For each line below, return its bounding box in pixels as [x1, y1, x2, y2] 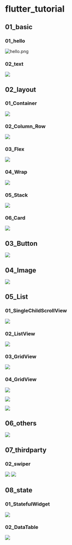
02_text [5, 60, 24, 67]
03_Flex [5, 146, 24, 153]
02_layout [5, 85, 36, 93]
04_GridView [5, 376, 37, 383]
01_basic [5, 23, 33, 31]
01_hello [5, 37, 25, 44]
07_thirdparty [5, 446, 47, 454]
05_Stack [5, 191, 28, 198]
